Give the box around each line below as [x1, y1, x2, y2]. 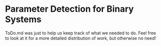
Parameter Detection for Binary [5, 3, 134, 15]
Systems [5, 14, 41, 25]
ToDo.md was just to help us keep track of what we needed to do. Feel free [5, 30, 156, 36]
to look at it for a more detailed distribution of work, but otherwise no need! [5, 35, 156, 41]
